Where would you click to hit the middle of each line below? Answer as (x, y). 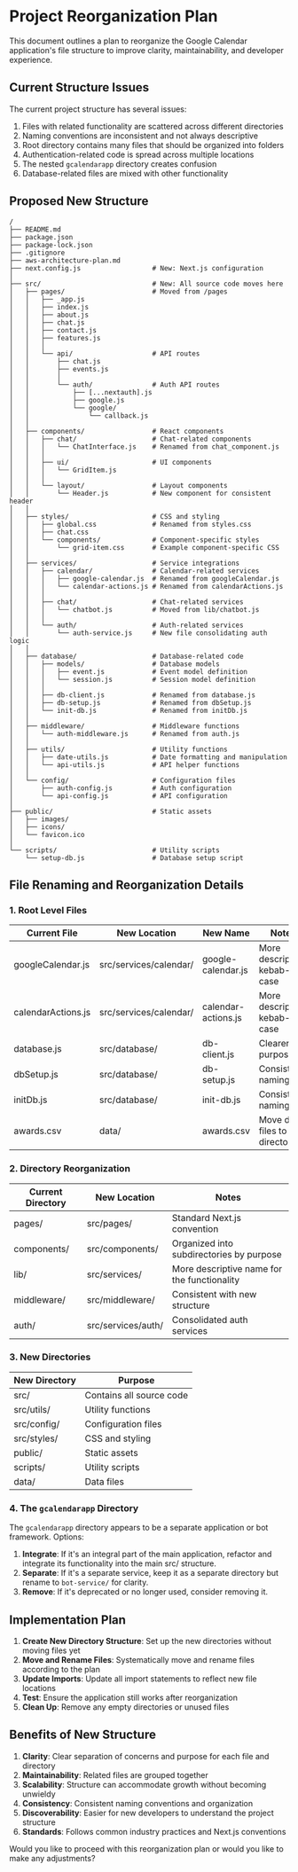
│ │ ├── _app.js (47, 299)
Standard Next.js (207, 1218)
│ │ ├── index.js (49, 307)
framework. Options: (47, 1537)
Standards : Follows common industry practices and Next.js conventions (154, 1831)
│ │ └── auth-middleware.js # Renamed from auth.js (125, 733)
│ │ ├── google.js (67, 400)
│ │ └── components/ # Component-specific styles (134, 540)
